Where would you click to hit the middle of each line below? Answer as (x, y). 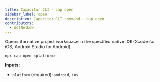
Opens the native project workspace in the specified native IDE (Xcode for (80, 41)
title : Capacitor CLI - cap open (39, 10)
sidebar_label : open (26, 14)
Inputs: (13, 65)
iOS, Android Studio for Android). (39, 47)
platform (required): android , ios (45, 74)
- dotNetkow (22, 28)
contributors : (20, 23)
